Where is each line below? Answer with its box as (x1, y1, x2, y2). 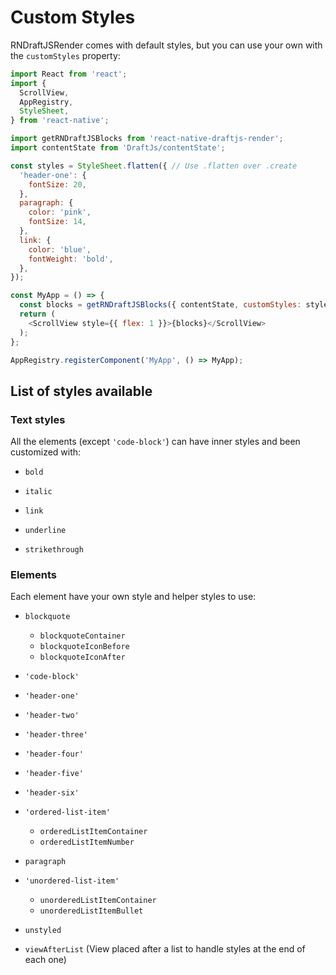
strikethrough (24, 545, 84, 555)
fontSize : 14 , (28, 217, 87, 227)
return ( (19, 309, 56, 320)
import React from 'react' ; (10, 69, 128, 79)
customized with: (10, 446, 82, 458)
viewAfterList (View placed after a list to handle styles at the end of (24, 943, 306, 955)
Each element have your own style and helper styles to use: (10, 591, 257, 603)
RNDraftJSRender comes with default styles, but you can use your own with (10, 39, 323, 51)
